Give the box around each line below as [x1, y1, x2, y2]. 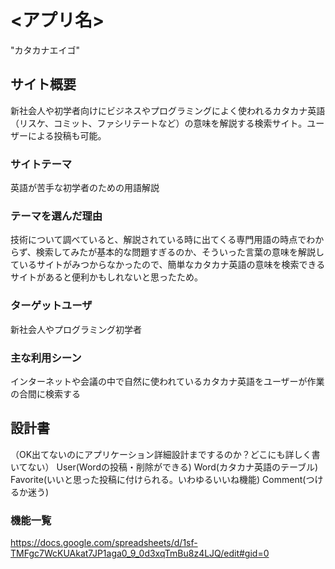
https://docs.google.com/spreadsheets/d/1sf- [10, 537, 198, 549]
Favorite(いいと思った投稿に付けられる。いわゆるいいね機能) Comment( [10, 473, 307, 485]
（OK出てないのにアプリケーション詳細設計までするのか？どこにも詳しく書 [10, 448, 321, 460]
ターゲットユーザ [10, 299, 93, 313]
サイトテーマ [10, 157, 73, 171]
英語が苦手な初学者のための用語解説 [10, 182, 160, 194]
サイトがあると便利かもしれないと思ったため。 [10, 271, 203, 283]
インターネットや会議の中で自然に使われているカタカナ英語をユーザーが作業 [10, 375, 325, 387]
